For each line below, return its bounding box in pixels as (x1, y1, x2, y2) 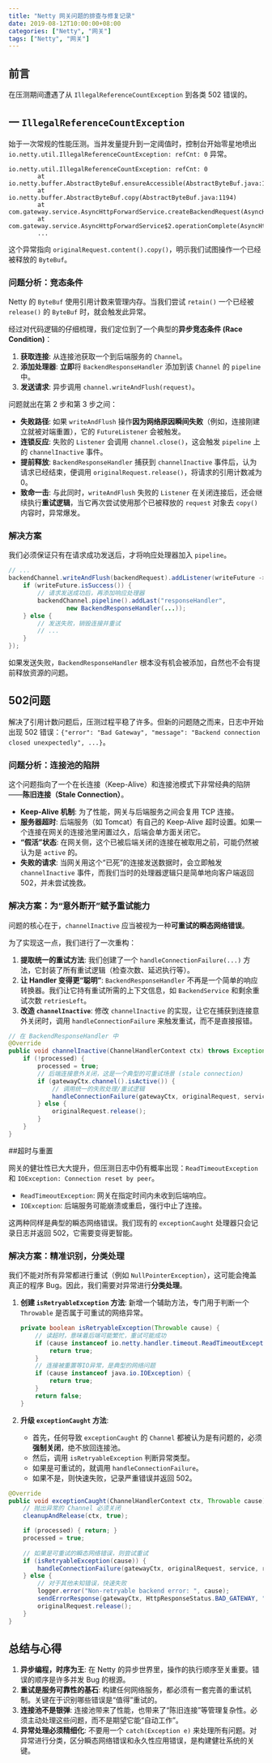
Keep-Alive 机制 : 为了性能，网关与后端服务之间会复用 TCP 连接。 (19, 807, 239, 817)
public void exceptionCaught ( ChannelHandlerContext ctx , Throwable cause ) (8, 1497, 266, 1505)
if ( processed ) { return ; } (23, 1527, 117, 1535)
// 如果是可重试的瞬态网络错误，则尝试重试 (23, 1549, 149, 1558)
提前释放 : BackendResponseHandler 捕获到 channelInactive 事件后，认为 (19, 457, 257, 467)
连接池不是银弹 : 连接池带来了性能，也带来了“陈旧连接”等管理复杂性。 (19, 1705, 251, 1715)
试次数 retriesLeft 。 (19, 996, 91, 1005)
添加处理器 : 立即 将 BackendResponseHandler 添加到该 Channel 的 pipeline (19, 362, 261, 372)
